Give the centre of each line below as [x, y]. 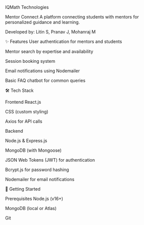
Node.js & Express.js [26, 141]
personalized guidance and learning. [43, 22]
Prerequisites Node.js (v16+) [34, 199]
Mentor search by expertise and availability [49, 51]
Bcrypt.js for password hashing [37, 170]
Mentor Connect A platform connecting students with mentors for [72, 17]
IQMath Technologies [27, 7]
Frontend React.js [23, 102]
